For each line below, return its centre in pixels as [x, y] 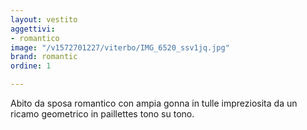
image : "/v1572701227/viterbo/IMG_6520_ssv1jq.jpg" [120, 47]
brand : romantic [44, 57]
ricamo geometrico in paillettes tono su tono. [102, 114]
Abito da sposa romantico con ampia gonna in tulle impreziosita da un [154, 103]
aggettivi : [33, 29]
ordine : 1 [31, 66]
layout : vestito [44, 19]
